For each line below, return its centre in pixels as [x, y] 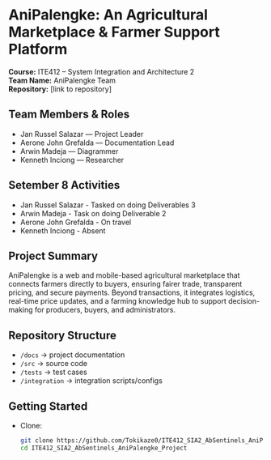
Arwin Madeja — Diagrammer [69, 151]
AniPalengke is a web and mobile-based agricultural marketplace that [124, 275]
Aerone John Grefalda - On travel [76, 222]
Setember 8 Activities [64, 185]
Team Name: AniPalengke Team [62, 80]
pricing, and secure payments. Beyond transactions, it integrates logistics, [132, 292]
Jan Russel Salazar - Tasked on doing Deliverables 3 [108, 205]
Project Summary [53, 256]
